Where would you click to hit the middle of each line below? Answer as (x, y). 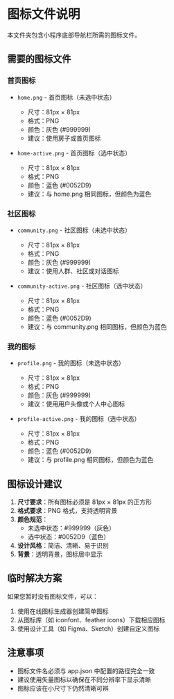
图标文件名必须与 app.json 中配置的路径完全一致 (86, 670)
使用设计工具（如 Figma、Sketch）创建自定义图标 (88, 629)
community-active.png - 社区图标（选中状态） (82, 286)
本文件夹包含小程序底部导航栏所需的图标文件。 (74, 35)
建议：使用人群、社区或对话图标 (73, 271)
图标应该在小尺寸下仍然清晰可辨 (63, 688)
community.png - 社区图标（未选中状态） (74, 230)
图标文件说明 (44, 14)
